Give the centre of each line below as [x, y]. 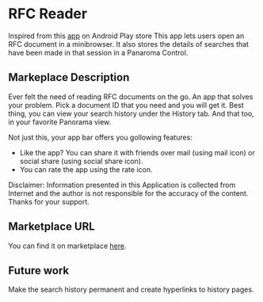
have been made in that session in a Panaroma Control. [98, 52]
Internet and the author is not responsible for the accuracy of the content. [128, 193]
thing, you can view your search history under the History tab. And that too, [131, 113]
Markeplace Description [69, 77]
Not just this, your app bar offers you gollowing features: [100, 137]
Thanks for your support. [49, 201]
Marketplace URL [51, 227]
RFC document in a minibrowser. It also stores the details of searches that [129, 44]
